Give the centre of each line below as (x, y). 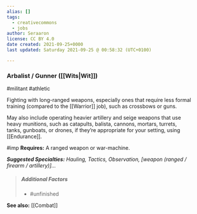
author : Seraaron (28, 34)
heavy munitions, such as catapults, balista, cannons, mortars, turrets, (92, 124)
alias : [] (19, 11)
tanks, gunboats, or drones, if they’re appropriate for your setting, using (94, 130)
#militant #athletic (29, 88)
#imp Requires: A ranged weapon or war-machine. (69, 148)
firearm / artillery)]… (31, 166)
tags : (13, 17)
